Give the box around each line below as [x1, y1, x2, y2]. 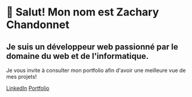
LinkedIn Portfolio [6, 85, 50, 92]
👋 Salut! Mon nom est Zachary [6, 5, 160, 19]
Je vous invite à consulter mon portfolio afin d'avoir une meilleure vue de [6, 67, 186, 74]
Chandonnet [6, 18, 70, 32]
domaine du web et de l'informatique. [6, 51, 149, 61]
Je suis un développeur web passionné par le [6, 42, 178, 52]
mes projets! [6, 73, 37, 80]
